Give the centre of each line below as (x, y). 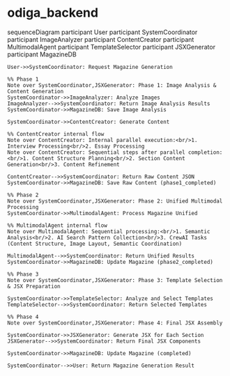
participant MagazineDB (42, 54)
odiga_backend (53, 13)
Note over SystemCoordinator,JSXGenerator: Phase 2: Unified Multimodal (115, 201)
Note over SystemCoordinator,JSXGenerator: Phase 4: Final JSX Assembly (115, 323)
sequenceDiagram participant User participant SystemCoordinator (102, 32)
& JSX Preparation (34, 286)
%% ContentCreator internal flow (56, 134)
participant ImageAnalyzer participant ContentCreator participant (101, 39)
